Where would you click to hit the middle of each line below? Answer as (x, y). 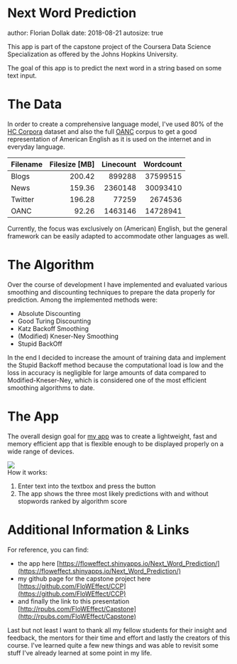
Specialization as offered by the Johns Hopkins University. (93, 54)
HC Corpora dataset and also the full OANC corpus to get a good (102, 131)
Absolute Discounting (49, 313)
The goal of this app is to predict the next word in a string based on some (115, 68)
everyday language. (36, 147)
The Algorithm (51, 265)
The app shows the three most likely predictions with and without (113, 493)
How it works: (28, 472)
